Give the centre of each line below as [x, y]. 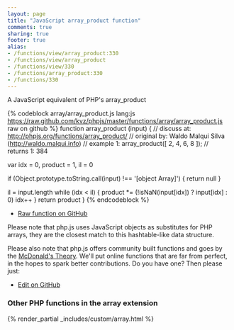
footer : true [27, 40]
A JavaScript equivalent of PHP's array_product [77, 100]
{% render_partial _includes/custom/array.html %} [81, 319]
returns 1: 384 [28, 151]
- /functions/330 [33, 80]
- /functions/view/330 [41, 67]
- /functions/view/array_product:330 [63, 54]
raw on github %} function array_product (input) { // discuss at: [99, 129]
